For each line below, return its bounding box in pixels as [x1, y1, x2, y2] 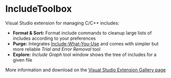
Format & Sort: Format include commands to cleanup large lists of [12, 30, 152, 36]
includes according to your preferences [12, 35, 96, 41]
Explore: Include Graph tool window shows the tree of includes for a [12, 51, 157, 58]
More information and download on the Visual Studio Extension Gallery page [5, 67, 166, 73]
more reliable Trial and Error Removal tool [12, 46, 101, 52]
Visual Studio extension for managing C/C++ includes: [5, 20, 119, 26]
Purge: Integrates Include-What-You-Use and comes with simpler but [12, 40, 159, 46]
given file [12, 57, 32, 63]
